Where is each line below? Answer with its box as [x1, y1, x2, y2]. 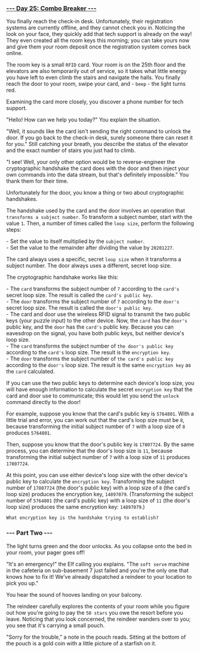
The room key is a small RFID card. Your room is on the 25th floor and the [6, 61, 186, 68]
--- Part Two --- [6, 529, 53, 537]
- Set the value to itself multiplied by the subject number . [6, 238, 145, 245]
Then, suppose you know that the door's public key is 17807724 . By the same [6, 441, 195, 448]
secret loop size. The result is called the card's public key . [6, 291, 153, 299]
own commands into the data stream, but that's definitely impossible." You [6, 171, 189, 178]
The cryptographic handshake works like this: [6, 274, 119, 281]
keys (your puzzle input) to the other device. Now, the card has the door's [6, 317, 188, 324]
